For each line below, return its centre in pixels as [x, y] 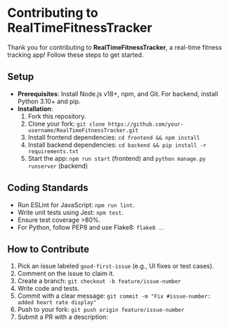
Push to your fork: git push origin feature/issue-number [101, 310]
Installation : [35, 109]
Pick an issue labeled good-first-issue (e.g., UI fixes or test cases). [116, 266]
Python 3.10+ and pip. [49, 101]
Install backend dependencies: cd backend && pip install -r [117, 145]
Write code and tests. [48, 289]
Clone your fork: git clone [66, 124]
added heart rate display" [57, 303]
